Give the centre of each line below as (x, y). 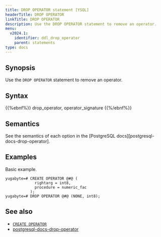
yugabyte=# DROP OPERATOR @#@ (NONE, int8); (53, 196)
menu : (11, 29)
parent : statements (35, 43)
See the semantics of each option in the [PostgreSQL (61, 136)
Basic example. (21, 169)
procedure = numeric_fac (61, 187)
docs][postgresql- (135, 136)
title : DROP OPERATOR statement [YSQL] (47, 10)
